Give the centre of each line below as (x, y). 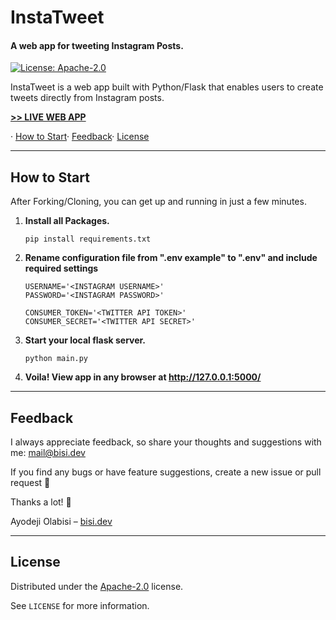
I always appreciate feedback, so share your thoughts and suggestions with (166, 442)
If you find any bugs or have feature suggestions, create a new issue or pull (166, 472)
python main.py (56, 359)
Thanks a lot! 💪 (41, 502)
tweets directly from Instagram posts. (87, 98)
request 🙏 (30, 483)
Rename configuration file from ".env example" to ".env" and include (171, 258)
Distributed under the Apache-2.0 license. (97, 586)
